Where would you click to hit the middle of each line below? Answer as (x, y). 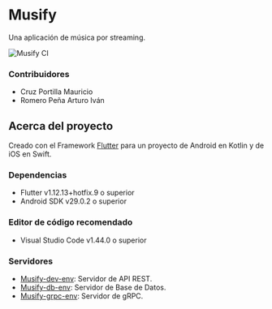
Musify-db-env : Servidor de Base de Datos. (93, 287)
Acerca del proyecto (61, 126)
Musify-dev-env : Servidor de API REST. (86, 278)
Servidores (31, 261)
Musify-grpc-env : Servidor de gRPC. (82, 296)
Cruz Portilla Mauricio (56, 92)
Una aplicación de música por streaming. (77, 37)
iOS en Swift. (30, 154)
